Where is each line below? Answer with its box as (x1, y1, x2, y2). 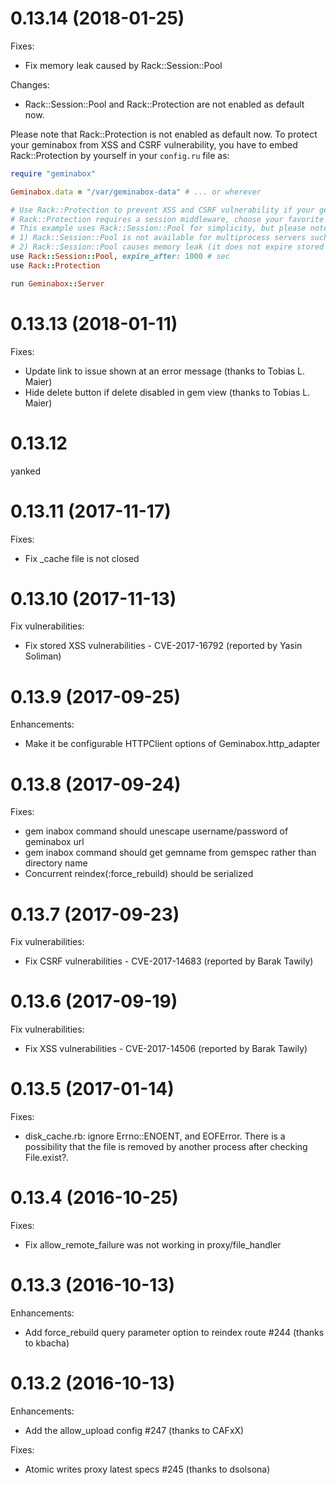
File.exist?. (24, 1152, 70, 1164)
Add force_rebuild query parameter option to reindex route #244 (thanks (24, 1327, 325, 1338)
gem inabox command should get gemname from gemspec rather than (24, 847, 317, 859)
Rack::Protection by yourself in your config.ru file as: (10, 149, 230, 161)
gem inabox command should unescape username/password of (24, 825, 289, 837)
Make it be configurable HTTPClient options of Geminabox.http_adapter (24, 738, 321, 750)
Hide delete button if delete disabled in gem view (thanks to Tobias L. (24, 386, 311, 398)
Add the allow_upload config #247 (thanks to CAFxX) (24, 1424, 245, 1436)
